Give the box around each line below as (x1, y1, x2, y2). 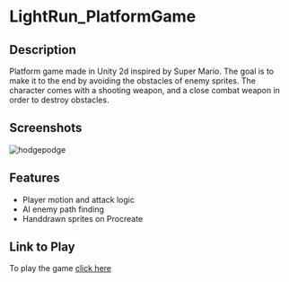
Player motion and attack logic (22, 194, 135, 205)
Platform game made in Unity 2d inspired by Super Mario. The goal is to (9, 66, 275, 76)
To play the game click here (9, 263, 112, 274)
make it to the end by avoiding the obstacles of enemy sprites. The (9, 75, 256, 86)
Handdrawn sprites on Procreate (22, 213, 144, 224)
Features (9, 171, 60, 186)
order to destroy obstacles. (9, 94, 109, 105)
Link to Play (9, 240, 75, 255)
